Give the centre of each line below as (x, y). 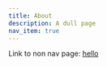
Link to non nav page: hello (53, 54)
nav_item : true (34, 31)
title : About (30, 16)
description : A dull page (52, 23)
